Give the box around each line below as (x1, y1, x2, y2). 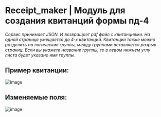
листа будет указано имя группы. (5, 52, 75, 58)
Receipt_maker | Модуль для (5, 5, 125, 16)
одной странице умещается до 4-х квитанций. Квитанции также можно (5, 37, 156, 42)
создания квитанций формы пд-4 (5, 15, 149, 26)
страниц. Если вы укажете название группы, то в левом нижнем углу (5, 47, 151, 53)
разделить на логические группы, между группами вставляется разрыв (5, 41, 157, 47)
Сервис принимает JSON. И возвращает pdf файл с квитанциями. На (5, 31, 150, 37)
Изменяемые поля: (5, 93, 67, 102)
